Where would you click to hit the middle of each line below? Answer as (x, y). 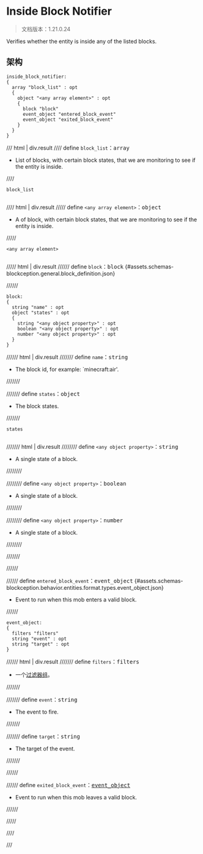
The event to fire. (37, 712)
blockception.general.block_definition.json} (61, 273)
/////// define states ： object (43, 394)
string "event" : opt (39, 639)
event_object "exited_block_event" (68, 120)
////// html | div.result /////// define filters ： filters (73, 661)
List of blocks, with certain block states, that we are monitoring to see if (105, 160)
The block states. (37, 406)
